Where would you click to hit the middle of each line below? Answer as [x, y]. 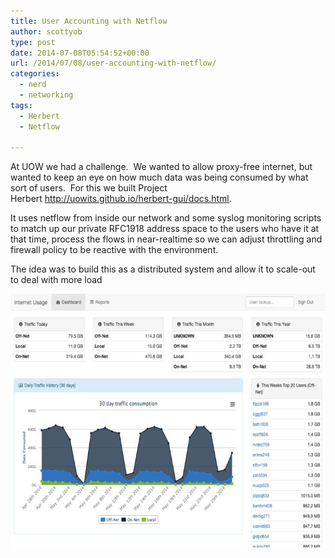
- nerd [33, 85]
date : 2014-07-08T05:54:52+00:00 [80, 53]
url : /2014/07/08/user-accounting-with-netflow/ [113, 63]
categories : [35, 74]
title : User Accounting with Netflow [89, 21]
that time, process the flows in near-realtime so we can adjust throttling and [166, 239]
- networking [46, 95]
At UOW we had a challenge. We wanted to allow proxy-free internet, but [161, 167]
